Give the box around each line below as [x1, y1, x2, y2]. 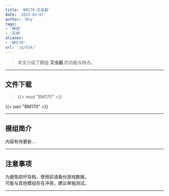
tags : [5, 21, 17, 27]
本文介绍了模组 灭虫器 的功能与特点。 [17, 59, 96, 66]
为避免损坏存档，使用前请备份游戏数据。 [5, 174, 89, 180]
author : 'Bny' [5, 17, 35, 22]
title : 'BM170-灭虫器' [5, 7, 51, 13]
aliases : [5, 36, 24, 41]
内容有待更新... [5, 139, 36, 145]
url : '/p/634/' [5, 45, 37, 50]
